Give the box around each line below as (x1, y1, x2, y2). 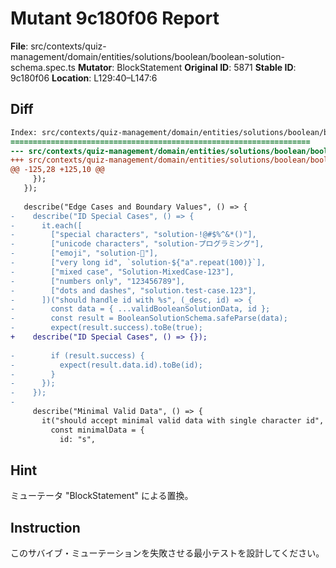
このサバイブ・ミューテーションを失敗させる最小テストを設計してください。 (10, 547, 325, 559)
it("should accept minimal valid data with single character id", (41, 415, 325, 426)
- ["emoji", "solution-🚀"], (10, 248, 159, 259)
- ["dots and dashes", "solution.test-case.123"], (10, 285, 257, 296)
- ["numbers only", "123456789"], (10, 276, 186, 286)
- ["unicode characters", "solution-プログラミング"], (10, 239, 265, 249)
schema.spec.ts (10, 61, 76, 73)
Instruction (10, 519, 81, 536)
